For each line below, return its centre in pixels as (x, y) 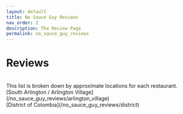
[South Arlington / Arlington (40, 92)
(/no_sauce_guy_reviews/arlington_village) (58, 99)
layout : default (26, 12)
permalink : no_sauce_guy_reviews (48, 34)
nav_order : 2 (22, 23)
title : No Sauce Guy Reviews (42, 17)
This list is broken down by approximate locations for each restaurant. (92, 86)
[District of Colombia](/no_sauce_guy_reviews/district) (73, 105)
